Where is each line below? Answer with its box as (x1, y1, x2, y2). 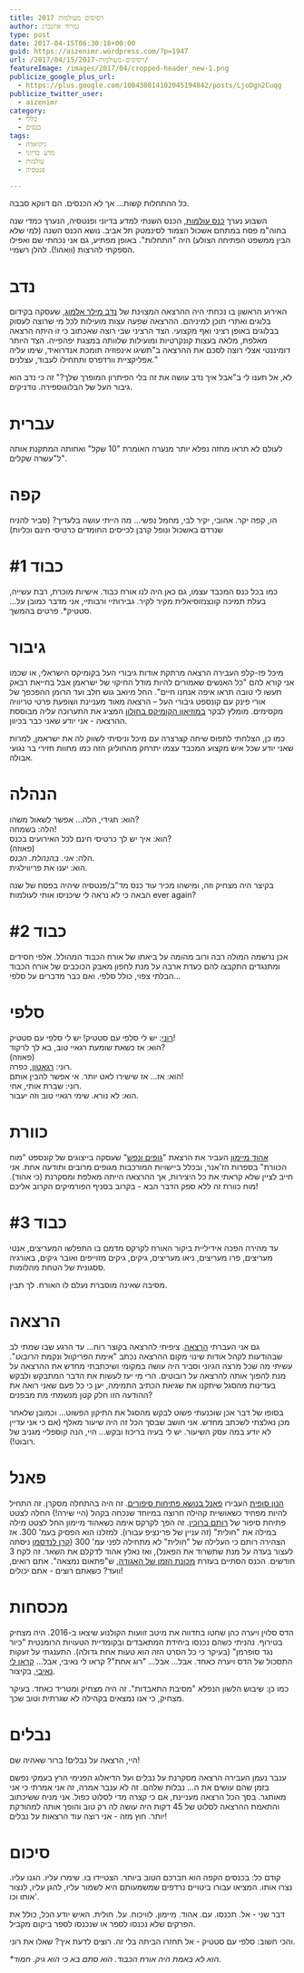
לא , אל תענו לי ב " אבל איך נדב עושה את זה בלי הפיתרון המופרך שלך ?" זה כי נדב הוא (9, 372, 292, 383)
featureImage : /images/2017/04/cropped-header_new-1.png (9, 64, 230, 73)
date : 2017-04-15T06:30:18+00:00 (9, 38, 136, 48)
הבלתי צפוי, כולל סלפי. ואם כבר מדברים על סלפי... (9, 970, 181, 981)
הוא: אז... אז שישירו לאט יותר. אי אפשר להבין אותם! (9, 1070, 184, 1081)
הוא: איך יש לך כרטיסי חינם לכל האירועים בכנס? (9, 834, 172, 844)
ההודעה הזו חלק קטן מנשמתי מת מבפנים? (9, 1389, 152, 1400)
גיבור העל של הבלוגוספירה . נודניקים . (9, 382, 133, 393)
